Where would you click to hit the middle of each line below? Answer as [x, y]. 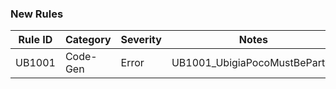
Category [88, 40]
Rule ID [35, 40]
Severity [141, 40]
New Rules [37, 14]
